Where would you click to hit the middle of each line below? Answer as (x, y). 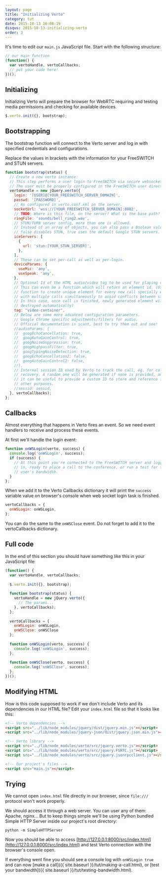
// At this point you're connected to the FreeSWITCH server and (83, 463)
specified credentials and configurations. (47, 148)
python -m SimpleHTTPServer (34, 831)
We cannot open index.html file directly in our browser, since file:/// (77, 796)
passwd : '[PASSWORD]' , (37, 200)
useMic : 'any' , (34, 269)
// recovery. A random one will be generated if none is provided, (85, 375)
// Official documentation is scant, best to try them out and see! (86, 324)
